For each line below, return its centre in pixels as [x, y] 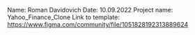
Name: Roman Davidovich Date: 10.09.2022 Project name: [90, 10]
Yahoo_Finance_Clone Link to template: [64, 17]
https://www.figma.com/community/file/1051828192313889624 [98, 24]
